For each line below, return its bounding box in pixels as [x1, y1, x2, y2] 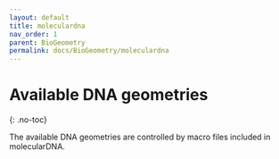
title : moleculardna [9, 21, 86, 30]
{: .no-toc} [9, 114, 47, 125]
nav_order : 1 [9, 29, 58, 38]
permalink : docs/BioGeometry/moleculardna [9, 46, 169, 55]
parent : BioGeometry [9, 38, 86, 47]
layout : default [9, 13, 70, 22]
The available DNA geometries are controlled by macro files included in [9, 131, 271, 143]
